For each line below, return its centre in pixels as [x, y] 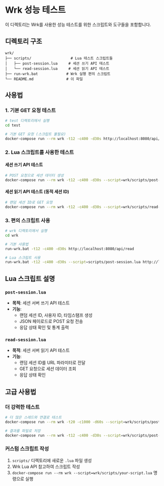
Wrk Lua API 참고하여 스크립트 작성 [46, 466]
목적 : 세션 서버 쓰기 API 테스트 [41, 303]
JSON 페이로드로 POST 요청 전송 [51, 321]
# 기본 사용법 [17, 244]
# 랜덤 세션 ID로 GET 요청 [29, 203]
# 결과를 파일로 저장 [23, 431]
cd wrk [12, 235]
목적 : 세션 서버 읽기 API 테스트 [41, 350]
